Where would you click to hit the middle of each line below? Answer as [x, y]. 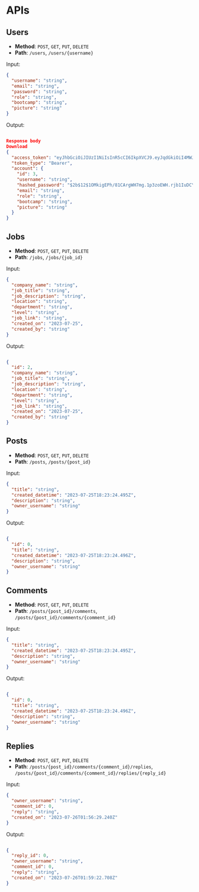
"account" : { [28, 169]
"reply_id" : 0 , [30, 856]
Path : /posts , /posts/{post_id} [53, 461]
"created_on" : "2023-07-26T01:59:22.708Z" [65, 878]
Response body [24, 141]
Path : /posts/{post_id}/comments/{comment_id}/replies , [84, 767]
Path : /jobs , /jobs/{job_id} [49, 257]
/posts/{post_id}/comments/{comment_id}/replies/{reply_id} [90, 773]
